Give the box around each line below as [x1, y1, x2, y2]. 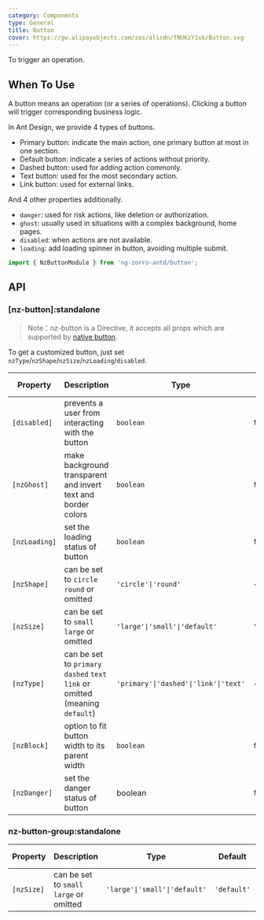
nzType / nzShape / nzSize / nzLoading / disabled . [8, 355, 147, 365]
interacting [64, 417, 104, 428]
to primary [64, 658, 102, 670]
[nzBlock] [12, 741, 49, 750]
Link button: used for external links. [19, 180, 134, 189]
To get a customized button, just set [8, 347, 124, 357]
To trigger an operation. [8, 55, 85, 65]
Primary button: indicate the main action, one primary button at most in [19, 138, 249, 147]
